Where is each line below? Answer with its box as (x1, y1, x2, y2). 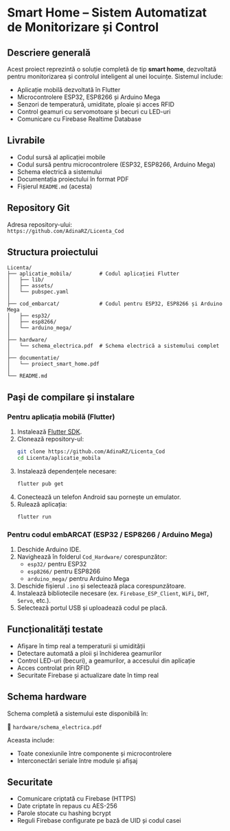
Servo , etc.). (16, 596, 51, 604)
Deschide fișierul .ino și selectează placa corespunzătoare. (16, 581, 187, 590)
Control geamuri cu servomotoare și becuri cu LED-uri (16, 108, 171, 115)
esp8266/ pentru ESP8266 (27, 567, 101, 575)
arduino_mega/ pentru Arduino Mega (27, 574, 130, 582)
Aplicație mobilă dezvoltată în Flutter (16, 86, 121, 93)
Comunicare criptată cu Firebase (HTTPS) (16, 795, 136, 803)
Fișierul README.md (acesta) (16, 182, 93, 190)
